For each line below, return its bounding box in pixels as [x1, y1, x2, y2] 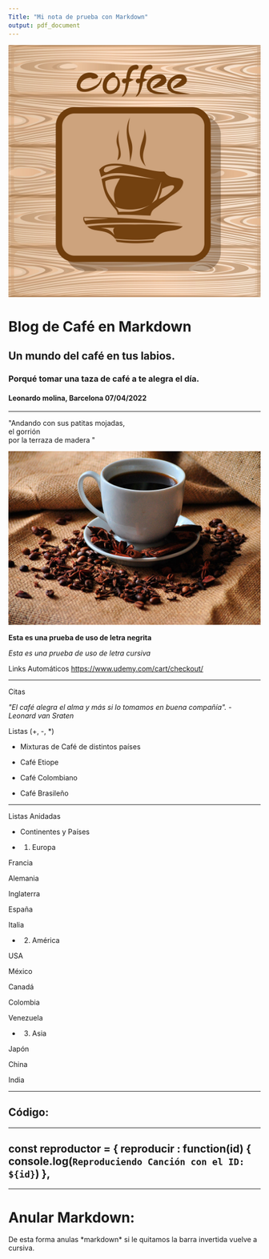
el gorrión [8, 427, 41, 436]
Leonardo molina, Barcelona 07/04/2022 [8, 393, 147, 403]
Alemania [8, 873, 39, 883]
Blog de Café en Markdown [8, 317, 192, 335]
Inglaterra [8, 888, 41, 898]
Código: [8, 1105, 50, 1120]
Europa [31, 842, 56, 852]
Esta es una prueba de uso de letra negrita [8, 632, 152, 642]
